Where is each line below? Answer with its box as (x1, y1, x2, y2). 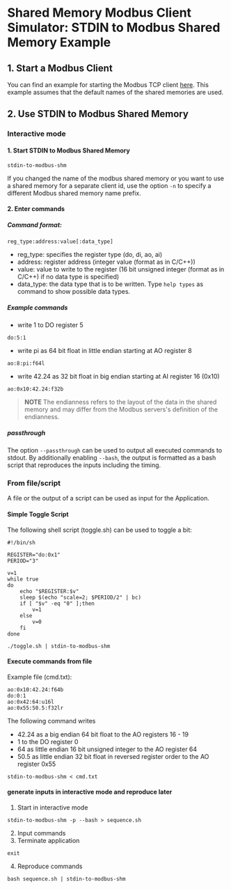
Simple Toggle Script (7, 510, 69, 518)
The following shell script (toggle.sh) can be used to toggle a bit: (7, 526, 193, 534)
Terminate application (17, 836, 80, 844)
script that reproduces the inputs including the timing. (7, 461, 161, 469)
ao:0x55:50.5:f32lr (7, 705, 64, 711)
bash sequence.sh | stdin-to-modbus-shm (7, 875, 127, 882)
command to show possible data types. (17, 288, 131, 296)
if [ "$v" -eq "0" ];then (19, 600, 95, 607)
